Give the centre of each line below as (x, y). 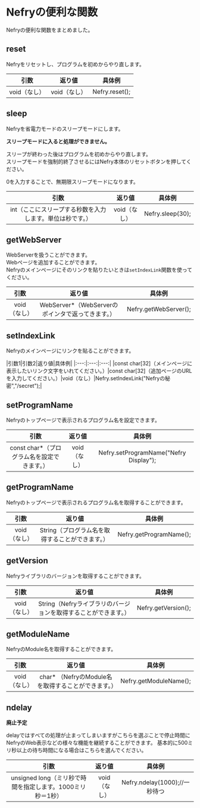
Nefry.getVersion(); (164, 607)
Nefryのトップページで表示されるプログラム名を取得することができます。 (96, 502)
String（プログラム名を (72, 530)
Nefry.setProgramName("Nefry (142, 453)
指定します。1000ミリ (55, 787)
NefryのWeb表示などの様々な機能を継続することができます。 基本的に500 (97, 743)
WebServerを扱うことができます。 (49, 255)
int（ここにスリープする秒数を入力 (58, 209)
